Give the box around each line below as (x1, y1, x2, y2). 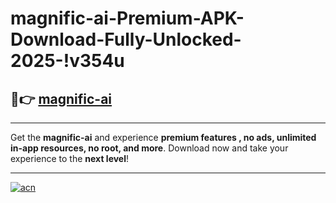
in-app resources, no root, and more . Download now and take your (10, 142, 289, 154)
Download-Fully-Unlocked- (10, 28, 242, 51)
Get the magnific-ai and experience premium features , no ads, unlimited (10, 132, 317, 143)
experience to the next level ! (10, 153, 130, 164)
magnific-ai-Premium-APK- (10, 7, 245, 30)
